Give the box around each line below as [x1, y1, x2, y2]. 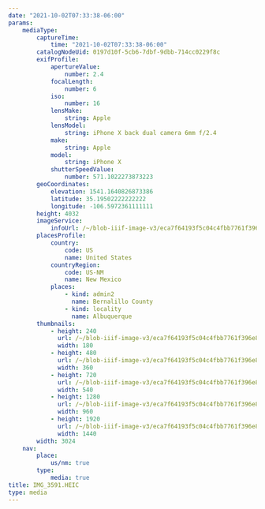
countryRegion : [50, 261, 101, 269]
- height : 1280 [50, 393, 101, 401]
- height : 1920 [50, 415, 101, 423]
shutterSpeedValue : [50, 166, 114, 174]
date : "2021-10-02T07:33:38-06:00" [8, 11, 125, 20]
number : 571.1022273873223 [64, 173, 154, 182]
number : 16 [64, 99, 101, 107]
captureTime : [36, 33, 80, 42]
